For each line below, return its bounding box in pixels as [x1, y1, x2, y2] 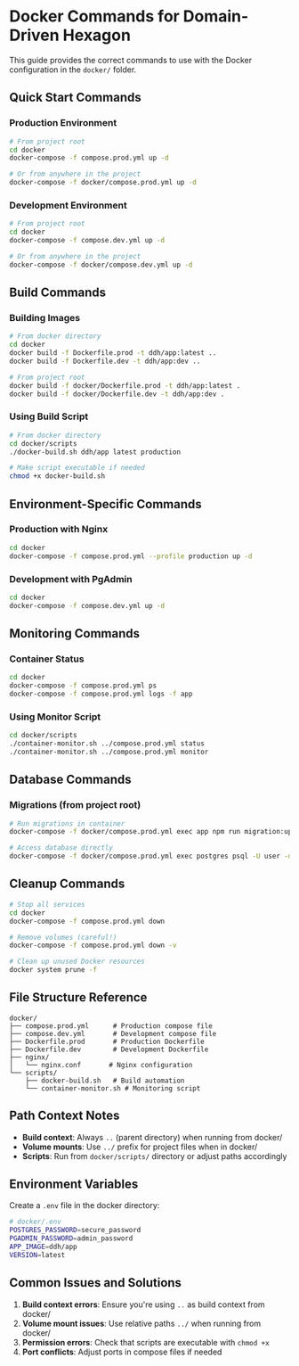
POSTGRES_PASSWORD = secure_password [9, 1226, 141, 1235]
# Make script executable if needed [9, 464, 145, 473]
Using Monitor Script [9, 711, 101, 723]
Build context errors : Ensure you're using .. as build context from [21, 1299, 265, 1310]
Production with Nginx [9, 523, 109, 536]
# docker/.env [9, 1217, 62, 1227]
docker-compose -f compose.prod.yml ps [9, 681, 158, 690]
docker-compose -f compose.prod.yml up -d [9, 153, 169, 162]
